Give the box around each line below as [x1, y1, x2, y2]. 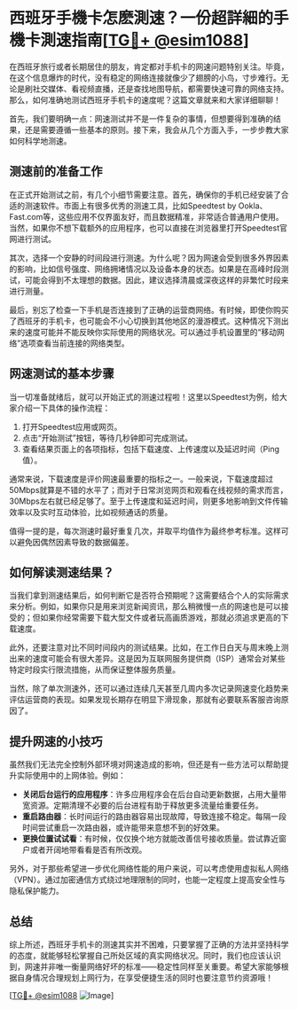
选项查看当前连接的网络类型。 [20, 338, 130, 348]
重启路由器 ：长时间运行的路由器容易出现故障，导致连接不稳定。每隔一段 [21, 811, 286, 822]
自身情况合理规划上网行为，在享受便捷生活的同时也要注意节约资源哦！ [16, 973, 273, 982]
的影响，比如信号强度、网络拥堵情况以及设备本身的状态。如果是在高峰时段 [9, 263, 281, 274]
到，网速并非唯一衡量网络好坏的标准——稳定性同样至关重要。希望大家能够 [9, 961, 281, 972]
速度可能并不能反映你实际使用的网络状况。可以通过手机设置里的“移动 [24, 326, 278, 337]
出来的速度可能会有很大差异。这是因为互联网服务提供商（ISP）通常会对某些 [9, 653, 286, 664]
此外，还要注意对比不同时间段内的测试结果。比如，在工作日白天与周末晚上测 [9, 642, 289, 653]
